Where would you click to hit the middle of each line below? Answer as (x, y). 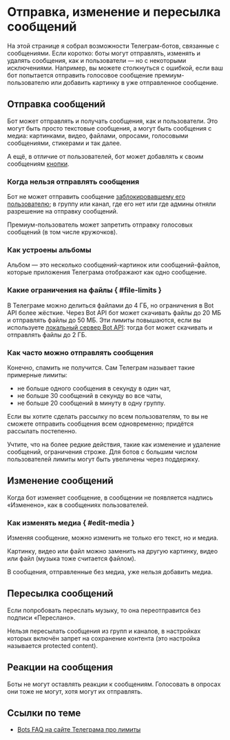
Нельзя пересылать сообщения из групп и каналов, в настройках (104, 631)
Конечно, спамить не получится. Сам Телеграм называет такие (101, 368)
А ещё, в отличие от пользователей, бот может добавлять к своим (105, 156)
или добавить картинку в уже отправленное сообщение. (135, 82)
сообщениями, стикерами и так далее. (64, 143)
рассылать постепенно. (42, 431)
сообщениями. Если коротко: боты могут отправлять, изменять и (104, 53)
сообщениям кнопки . (39, 164)
